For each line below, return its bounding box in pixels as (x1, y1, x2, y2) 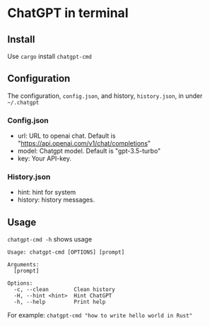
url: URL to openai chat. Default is (17, 131, 116, 140)
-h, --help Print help (13, 298, 106, 306)
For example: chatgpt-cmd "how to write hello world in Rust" (7, 311, 193, 320)
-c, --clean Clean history (13, 286, 115, 293)
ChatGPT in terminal (7, 5, 129, 21)
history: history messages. (17, 195, 95, 204)
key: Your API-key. (17, 154, 72, 163)
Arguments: (7, 261, 40, 268)
